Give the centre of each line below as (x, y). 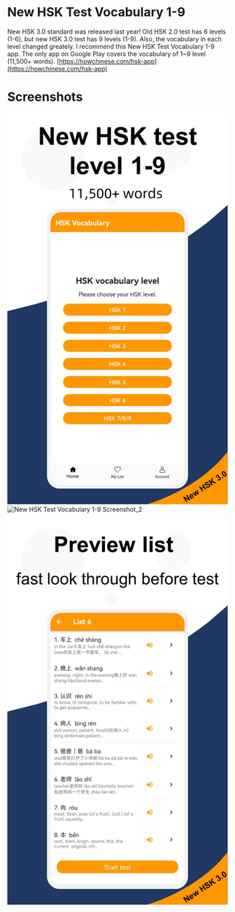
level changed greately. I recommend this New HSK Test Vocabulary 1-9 (111, 46)
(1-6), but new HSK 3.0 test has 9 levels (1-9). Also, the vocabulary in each (114, 38)
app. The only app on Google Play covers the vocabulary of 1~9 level (107, 54)
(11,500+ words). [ (33, 61)
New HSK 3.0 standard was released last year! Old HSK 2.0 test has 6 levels (116, 31)
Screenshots (45, 97)
